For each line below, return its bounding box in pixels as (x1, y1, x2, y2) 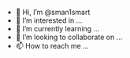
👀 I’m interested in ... (15, 16, 83, 25)
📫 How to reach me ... (15, 42, 89, 50)
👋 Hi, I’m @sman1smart (15, 8, 91, 16)
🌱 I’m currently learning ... (15, 24, 100, 33)
